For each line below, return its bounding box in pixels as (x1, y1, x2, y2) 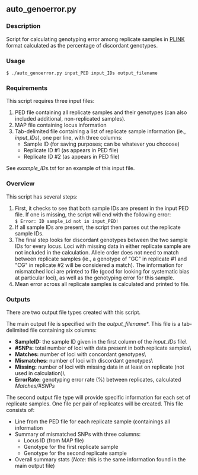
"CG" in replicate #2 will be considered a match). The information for (14, 261, 183, 269)
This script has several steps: (6, 193, 78, 200)
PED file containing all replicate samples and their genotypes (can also (14, 109, 187, 116)
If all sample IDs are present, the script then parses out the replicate (14, 224, 181, 231)
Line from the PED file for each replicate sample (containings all (14, 418, 171, 425)
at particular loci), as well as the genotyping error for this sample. (14, 274, 175, 281)
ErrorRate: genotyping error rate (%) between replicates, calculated (14, 376, 181, 383)
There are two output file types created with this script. (6, 309, 141, 316)
